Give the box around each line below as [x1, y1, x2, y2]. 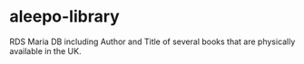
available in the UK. [9, 45, 82, 56]
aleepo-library [9, 6, 120, 27]
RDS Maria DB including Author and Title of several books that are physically [9, 36, 296, 47]
